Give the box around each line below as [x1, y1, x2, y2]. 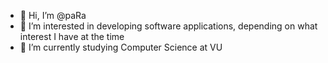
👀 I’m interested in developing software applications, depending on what [19, 20, 318, 32]
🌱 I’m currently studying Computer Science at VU [19, 41, 223, 53]
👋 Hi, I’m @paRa [19, 10, 87, 21]
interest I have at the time [19, 31, 125, 42]
